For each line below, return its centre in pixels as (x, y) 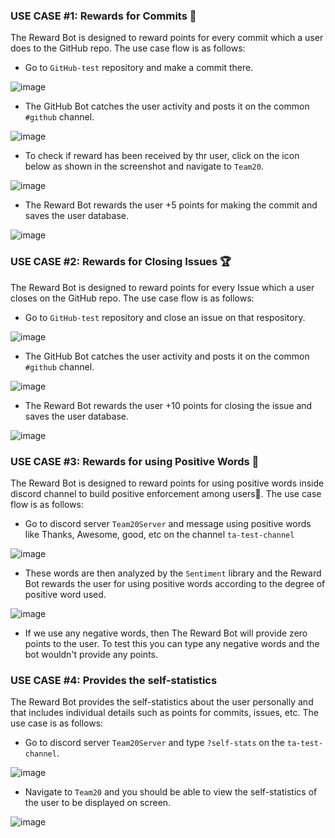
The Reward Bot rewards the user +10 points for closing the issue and (168, 405)
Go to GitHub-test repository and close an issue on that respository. (165, 317)
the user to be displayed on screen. (98, 803)
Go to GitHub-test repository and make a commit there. (139, 68)
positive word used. (65, 594)
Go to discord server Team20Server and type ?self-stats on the (154, 743)
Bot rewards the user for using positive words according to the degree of (175, 583)
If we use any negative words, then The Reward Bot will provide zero (166, 633)
